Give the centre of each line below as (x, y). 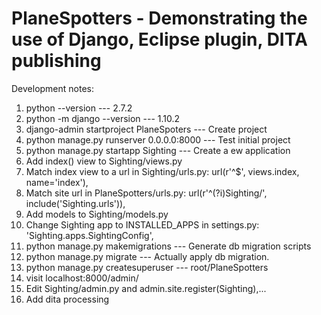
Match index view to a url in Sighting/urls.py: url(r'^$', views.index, (162, 171)
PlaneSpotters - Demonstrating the (159, 18)
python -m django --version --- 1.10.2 (103, 118)
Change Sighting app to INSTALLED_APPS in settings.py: (142, 224)
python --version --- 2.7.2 (79, 108)
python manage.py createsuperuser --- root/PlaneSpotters (147, 267)
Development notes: (53, 88)
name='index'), (57, 182)
